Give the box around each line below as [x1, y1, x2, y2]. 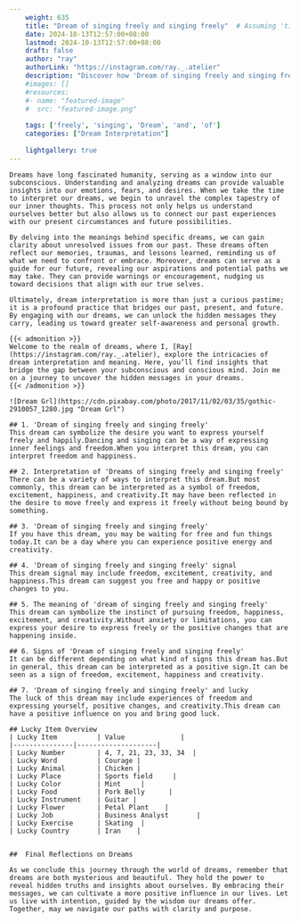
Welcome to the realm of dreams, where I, [9, 342, 169, 351]
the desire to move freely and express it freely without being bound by [9, 498, 289, 507]
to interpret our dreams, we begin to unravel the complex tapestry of [9, 194, 280, 203]
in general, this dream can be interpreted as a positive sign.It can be [9, 662, 289, 671]
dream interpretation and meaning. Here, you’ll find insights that [9, 358, 269, 367]
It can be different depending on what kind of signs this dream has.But [9, 654, 289, 663]
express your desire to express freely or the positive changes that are [9, 623, 289, 632]
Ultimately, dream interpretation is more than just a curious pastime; [9, 295, 285, 304]
